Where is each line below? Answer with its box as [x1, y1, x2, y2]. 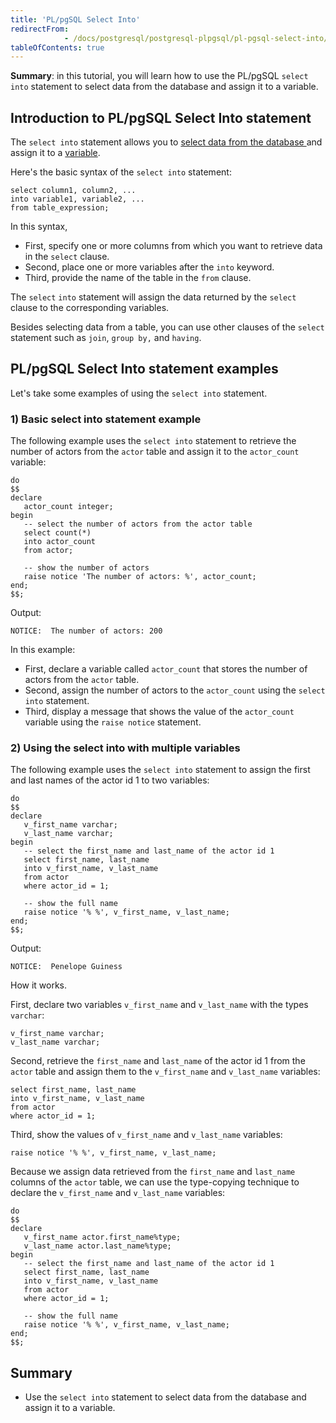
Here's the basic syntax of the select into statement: [10, 166, 232, 178]
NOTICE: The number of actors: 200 [10, 626, 163, 636]
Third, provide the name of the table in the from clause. [24, 272, 252, 284]
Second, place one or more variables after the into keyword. [24, 261, 275, 273]
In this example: [10, 644, 76, 656]
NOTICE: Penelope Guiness [10, 962, 123, 972]
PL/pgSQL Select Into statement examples [10, 361, 279, 378]
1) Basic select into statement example [10, 412, 202, 426]
